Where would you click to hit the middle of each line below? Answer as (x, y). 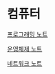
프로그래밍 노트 (27, 34)
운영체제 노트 (25, 49)
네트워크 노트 (25, 63)
